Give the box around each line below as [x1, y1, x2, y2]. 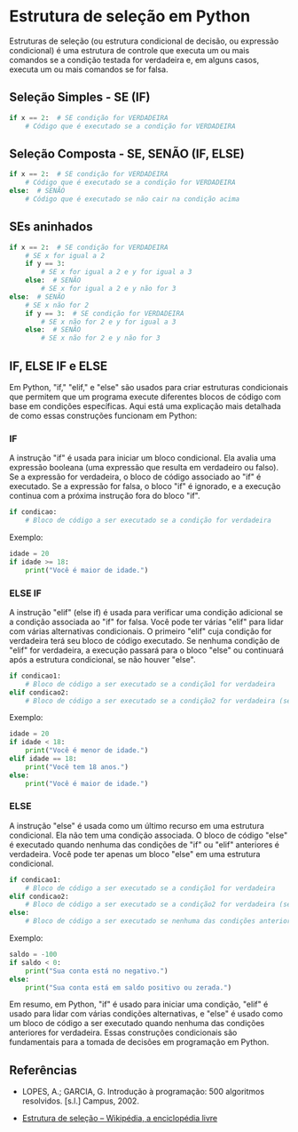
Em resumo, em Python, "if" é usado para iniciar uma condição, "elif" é [9, 999, 269, 1010]
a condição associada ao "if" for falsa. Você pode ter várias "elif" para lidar [9, 616, 284, 627]
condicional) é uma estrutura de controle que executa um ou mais [9, 44, 250, 55]
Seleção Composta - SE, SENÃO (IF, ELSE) [9, 146, 246, 161]
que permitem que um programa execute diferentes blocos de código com [9, 391, 281, 402]
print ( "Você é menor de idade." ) [25, 746, 149, 755]
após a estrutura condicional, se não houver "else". [9, 654, 196, 664]
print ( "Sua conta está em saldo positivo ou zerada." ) [25, 983, 232, 992]
